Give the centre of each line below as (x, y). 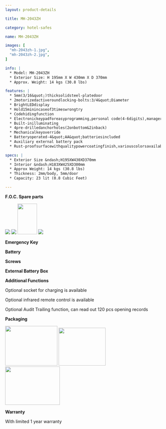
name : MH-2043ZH (22, 37)
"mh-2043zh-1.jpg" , (30, 50)
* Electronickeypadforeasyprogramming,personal (60, 119)
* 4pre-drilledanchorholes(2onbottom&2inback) (58, 128)
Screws (13, 261)
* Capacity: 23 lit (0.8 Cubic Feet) (48, 178)
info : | (13, 68)
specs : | (14, 155)
